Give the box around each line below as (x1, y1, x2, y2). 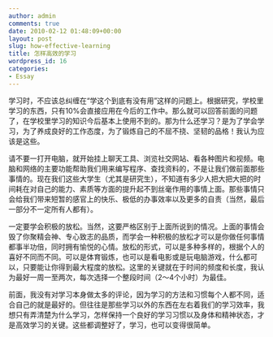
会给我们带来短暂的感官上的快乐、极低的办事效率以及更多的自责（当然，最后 (8, 194, 265, 204)
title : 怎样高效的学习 (8, 50, 77, 58)
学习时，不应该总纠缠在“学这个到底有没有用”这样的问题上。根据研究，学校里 (8, 95, 264, 106)
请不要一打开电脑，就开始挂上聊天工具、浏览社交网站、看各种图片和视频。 (8, 153, 258, 163)
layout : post (8, 34, 53, 43)
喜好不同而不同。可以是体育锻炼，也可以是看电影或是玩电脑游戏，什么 (8, 252, 244, 261)
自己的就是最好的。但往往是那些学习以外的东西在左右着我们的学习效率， (15, 300, 258, 309)
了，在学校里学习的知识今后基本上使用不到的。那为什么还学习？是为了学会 (8, 115, 258, 126)
